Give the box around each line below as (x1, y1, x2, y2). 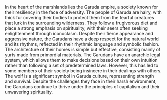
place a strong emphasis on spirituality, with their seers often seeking (5, 25, 148, 31)
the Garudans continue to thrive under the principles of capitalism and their (5, 84, 160, 89)
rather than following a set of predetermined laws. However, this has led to (5, 62, 159, 68)
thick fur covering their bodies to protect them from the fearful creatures (5, 15, 154, 20)
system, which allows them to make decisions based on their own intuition (5, 57, 158, 63)
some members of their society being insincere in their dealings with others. (5, 68, 162, 74)
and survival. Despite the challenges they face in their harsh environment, (5, 78, 157, 84)
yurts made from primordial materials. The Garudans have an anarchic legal (5, 52, 161, 58)
